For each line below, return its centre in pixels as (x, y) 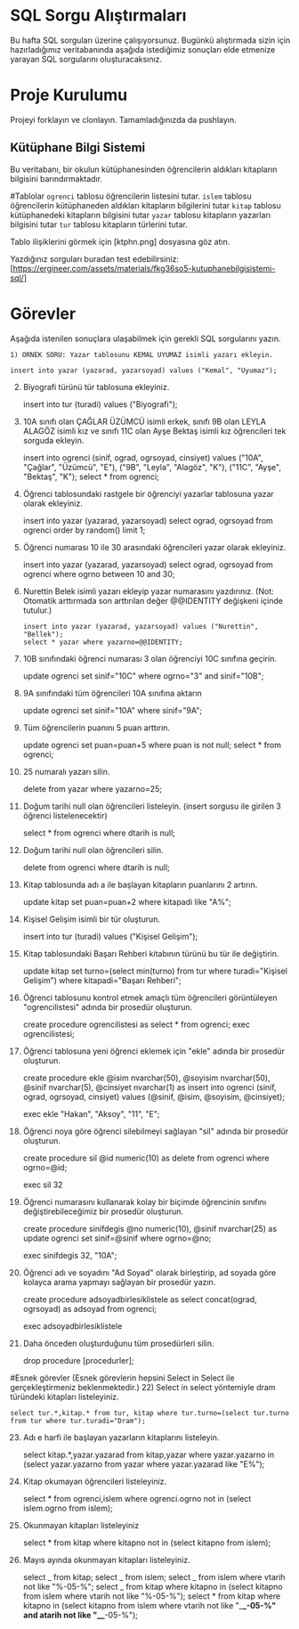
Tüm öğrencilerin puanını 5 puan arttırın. (97, 728)
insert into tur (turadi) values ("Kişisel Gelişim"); (110, 936)
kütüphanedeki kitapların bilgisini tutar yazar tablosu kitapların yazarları (140, 215)
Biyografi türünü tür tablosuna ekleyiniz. (96, 387)
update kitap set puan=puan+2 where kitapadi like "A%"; (127, 901)
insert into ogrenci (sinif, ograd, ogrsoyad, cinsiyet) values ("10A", (143, 457)
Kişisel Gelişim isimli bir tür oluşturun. (92, 919)
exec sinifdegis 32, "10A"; (70, 1255)
